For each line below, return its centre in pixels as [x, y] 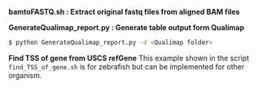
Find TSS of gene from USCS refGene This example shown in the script [129, 58]
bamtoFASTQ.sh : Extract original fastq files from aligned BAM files [124, 12]
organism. [25, 75]
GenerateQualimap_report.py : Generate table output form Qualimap [127, 27]
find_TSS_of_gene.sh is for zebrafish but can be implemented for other [127, 66]
